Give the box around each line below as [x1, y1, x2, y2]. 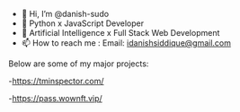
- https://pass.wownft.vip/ [8, 93, 102, 103]
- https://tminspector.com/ [8, 76, 104, 86]
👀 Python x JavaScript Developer [21, 18, 145, 29]
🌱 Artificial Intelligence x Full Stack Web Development [21, 28, 220, 38]
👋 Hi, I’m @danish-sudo [21, 9, 110, 19]
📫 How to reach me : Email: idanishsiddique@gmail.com [21, 38, 231, 48]
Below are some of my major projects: [8, 58, 149, 69]
